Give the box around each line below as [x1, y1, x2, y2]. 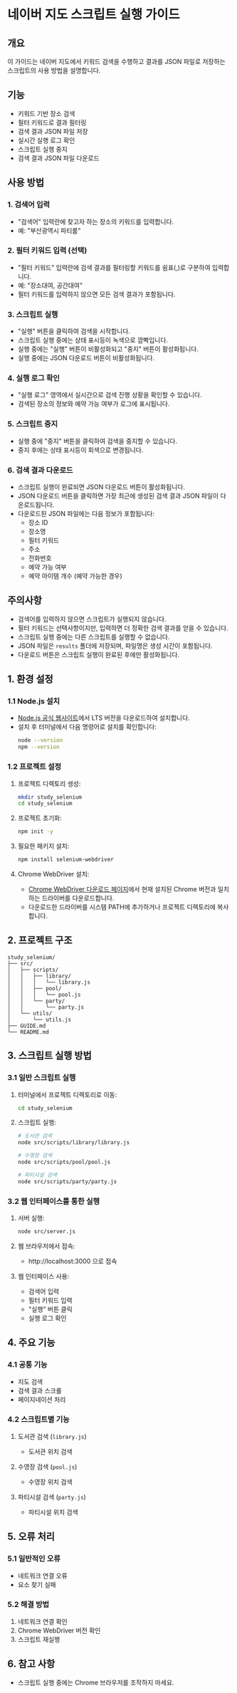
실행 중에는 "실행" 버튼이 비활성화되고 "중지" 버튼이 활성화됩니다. [17, 345, 199, 353]
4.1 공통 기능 [7, 1360, 48, 1370]
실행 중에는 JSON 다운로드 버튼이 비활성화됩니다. [17, 354, 155, 362]
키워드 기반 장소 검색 [17, 109, 75, 117]
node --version [17, 737, 63, 744]
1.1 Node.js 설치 [7, 696, 60, 706]
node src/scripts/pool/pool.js [17, 1158, 111, 1166]
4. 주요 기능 [7, 1336, 56, 1349]
